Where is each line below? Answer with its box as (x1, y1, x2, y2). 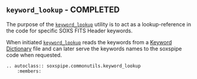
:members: (17, 68, 42, 74)
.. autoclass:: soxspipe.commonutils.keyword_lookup (6, 63, 141, 69)
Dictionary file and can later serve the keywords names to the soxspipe (6, 45, 182, 52)
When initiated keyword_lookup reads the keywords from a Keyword (6, 38, 172, 45)
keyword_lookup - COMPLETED (6, 5, 120, 15)
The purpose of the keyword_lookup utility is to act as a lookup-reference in (6, 20, 191, 28)
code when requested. (6, 51, 62, 59)
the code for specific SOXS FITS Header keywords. (6, 27, 133, 34)
